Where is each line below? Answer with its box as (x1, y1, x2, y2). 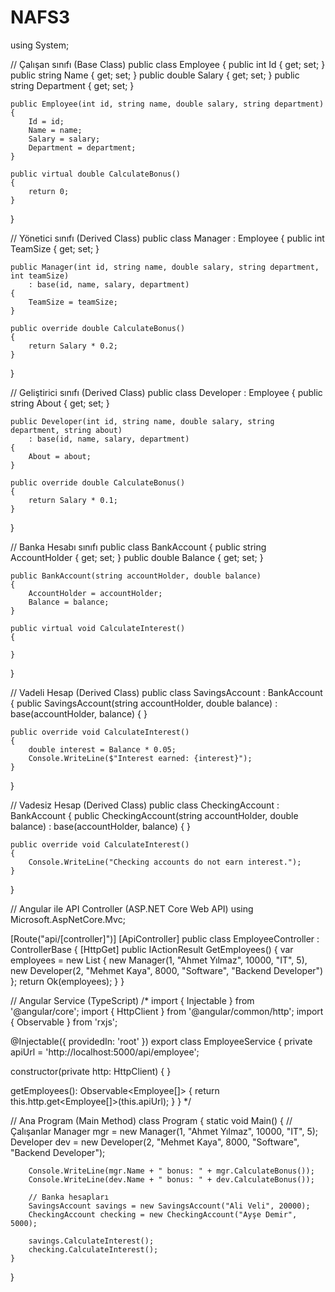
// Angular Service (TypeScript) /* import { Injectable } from (10, 994, 255, 1006)
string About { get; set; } (10, 397, 110, 409)
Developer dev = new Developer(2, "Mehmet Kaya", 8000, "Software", (10, 1136, 300, 1148)
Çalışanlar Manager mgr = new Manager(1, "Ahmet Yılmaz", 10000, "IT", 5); (10, 1125, 319, 1137)
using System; (10, 39, 70, 51)
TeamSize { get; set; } (10, 242, 100, 255)
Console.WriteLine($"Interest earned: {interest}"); (28, 753, 253, 763)
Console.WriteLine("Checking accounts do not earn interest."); (28, 857, 302, 867)
